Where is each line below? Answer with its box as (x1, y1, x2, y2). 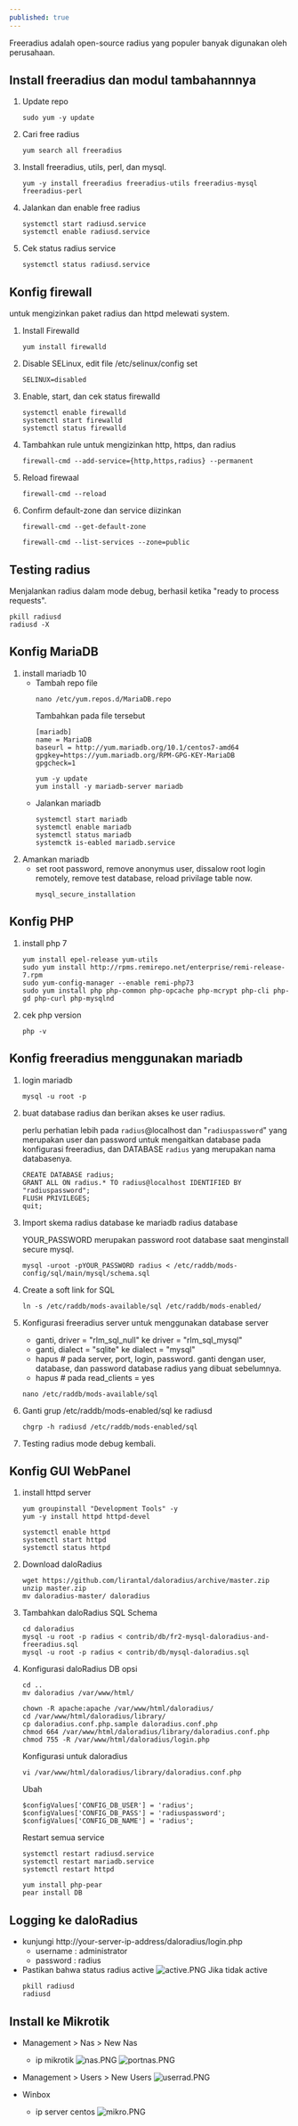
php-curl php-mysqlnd (34, 994, 115, 1002)
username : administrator (35, 1946, 128, 1957)
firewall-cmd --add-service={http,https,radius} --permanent (21, 457, 254, 466)
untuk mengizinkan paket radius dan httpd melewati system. (9, 308, 230, 319)
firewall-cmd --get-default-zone (21, 523, 147, 531)
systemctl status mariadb (35, 830, 132, 840)
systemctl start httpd (21, 1536, 107, 1545)
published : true (9, 12, 69, 22)
